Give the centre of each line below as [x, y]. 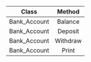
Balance [68, 22]
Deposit [69, 31]
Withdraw [69, 41]
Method [68, 12]
